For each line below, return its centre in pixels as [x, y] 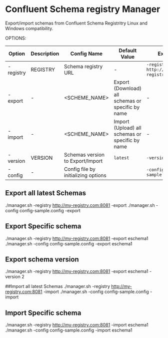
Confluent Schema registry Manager [83, 9]
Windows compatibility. [29, 28]
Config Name [86, 54]
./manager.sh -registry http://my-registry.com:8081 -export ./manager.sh [80, 205]
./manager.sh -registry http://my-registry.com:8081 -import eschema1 [77, 325]
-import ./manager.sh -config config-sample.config [96, 292]
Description [45, 54]
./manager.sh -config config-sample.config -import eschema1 [69, 330]
